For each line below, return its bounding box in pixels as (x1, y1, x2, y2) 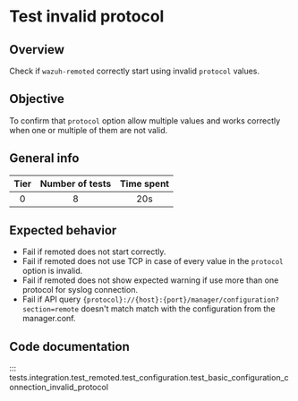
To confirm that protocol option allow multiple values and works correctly (9, 115, 281, 126)
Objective (9, 91, 65, 107)
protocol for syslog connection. (21, 285, 139, 295)
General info (9, 150, 80, 166)
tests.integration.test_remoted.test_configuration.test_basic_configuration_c (9, 372, 289, 383)
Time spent (119, 177, 170, 190)
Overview (9, 42, 65, 57)
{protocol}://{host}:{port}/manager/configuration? (82, 295, 280, 305)
